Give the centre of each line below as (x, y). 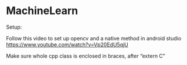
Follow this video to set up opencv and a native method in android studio (94, 38)
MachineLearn (42, 11)
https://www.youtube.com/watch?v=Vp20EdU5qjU (67, 45)
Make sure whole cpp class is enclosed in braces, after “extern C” (86, 56)
